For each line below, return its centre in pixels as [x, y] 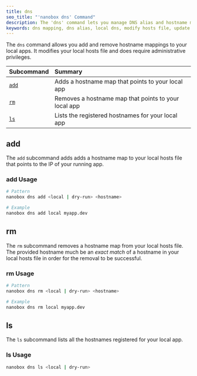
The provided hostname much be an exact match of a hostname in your [93, 252]
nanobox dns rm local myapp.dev [45, 307]
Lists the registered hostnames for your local [116, 115]
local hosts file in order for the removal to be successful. [74, 258]
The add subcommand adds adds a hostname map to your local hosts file [94, 158]
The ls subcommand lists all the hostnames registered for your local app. [95, 340]
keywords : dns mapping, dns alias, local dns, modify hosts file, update [98, 28]
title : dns [19, 11]
